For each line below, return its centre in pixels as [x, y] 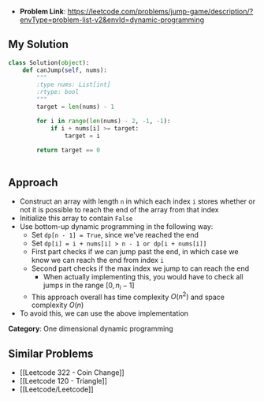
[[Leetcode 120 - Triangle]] [63, 381]
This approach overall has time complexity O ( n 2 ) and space [128, 296]
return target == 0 [69, 150]
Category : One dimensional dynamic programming [91, 329]
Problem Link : [43, 11]
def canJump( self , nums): [65, 70]
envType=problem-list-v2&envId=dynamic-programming [112, 20]
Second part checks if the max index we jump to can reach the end [140, 268]
